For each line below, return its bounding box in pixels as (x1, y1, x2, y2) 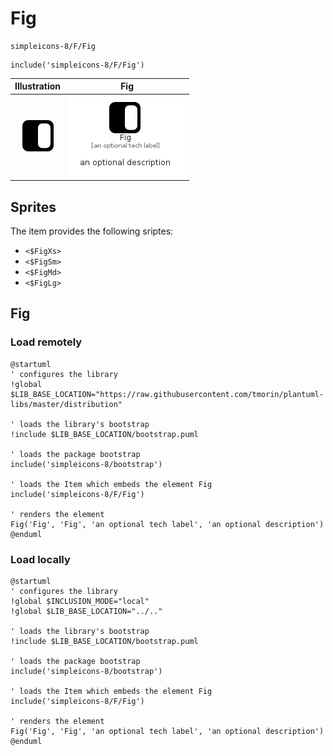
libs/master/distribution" (10, 399, 123, 409)
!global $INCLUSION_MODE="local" (10, 596, 150, 606)
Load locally (10, 552, 71, 566)
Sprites (10, 198, 57, 216)
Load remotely (10, 335, 83, 349)
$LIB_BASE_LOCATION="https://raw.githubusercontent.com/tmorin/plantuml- (10, 389, 325, 399)
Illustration (14, 80, 62, 92)
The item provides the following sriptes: (10, 225, 174, 237)
